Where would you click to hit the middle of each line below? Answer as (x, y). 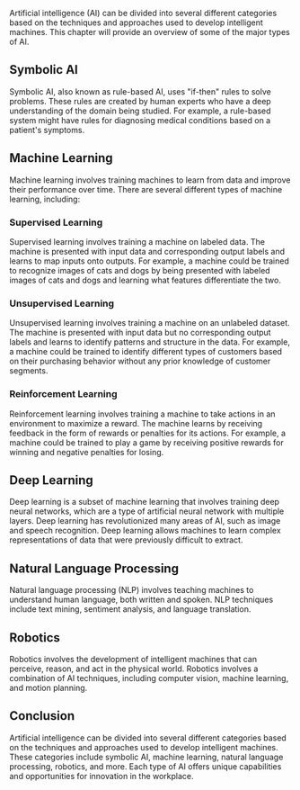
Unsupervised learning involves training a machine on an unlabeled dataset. (150, 323)
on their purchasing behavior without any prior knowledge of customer (140, 361)
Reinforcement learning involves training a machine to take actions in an (142, 414)
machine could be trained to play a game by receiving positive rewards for (147, 442)
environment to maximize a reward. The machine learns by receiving (136, 423)
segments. (29, 371)
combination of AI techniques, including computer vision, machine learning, (149, 678)
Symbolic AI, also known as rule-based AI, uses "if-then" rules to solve (140, 91)
